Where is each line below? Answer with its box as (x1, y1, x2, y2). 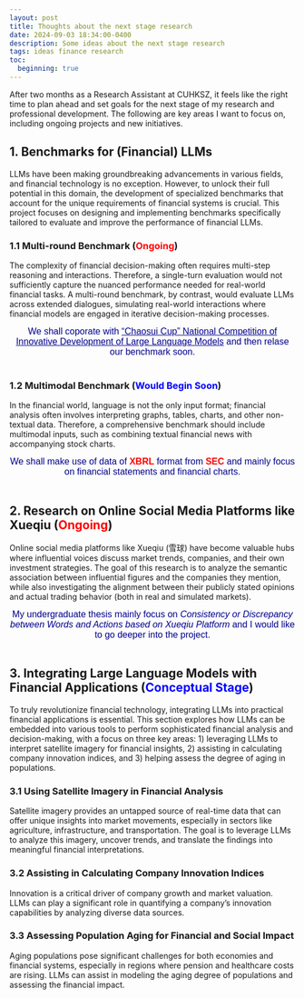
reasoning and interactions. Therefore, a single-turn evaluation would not (9, 269, 283, 280)
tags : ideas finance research (9, 47, 124, 56)
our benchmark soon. (109, 346, 196, 357)
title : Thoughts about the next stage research (9, 22, 193, 31)
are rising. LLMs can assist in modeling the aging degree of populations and (9, 969, 293, 980)
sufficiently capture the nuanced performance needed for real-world (9, 279, 266, 290)
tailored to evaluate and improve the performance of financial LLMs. (9, 216, 263, 227)
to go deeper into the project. (94, 629, 211, 641)
